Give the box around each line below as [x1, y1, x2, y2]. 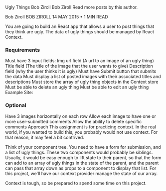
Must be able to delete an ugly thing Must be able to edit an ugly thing [5, 84, 149, 90]
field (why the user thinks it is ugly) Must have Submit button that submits [5, 68, 157, 74]
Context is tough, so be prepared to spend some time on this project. [5, 180, 147, 186]
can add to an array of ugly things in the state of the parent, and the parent [5, 160, 159, 166]
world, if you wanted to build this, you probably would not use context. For [5, 129, 158, 135]
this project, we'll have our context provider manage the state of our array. [5, 170, 158, 176]
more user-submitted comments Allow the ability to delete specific [5, 118, 142, 124]
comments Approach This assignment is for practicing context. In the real [5, 124, 156, 130]
